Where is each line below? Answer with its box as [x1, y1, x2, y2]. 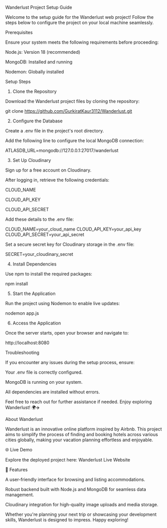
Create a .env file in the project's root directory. [5, 128, 104, 134]
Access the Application [12, 320, 61, 326]
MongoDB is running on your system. [5, 379, 83, 385]
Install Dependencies [12, 261, 57, 267]
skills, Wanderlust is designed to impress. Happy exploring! [5, 517, 129, 522]
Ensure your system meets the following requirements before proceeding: [5, 39, 159, 45]
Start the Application [12, 290, 56, 296]
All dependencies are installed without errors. [5, 389, 100, 395]
